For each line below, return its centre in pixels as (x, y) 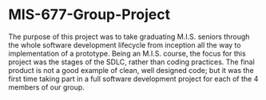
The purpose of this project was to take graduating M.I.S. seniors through (129, 37)
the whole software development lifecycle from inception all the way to (125, 44)
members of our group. (47, 87)
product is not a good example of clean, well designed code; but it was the (131, 70)
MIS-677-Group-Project (89, 15)
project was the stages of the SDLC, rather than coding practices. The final (132, 62)
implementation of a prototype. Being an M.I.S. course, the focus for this (127, 53)
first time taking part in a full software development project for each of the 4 (133, 79)
